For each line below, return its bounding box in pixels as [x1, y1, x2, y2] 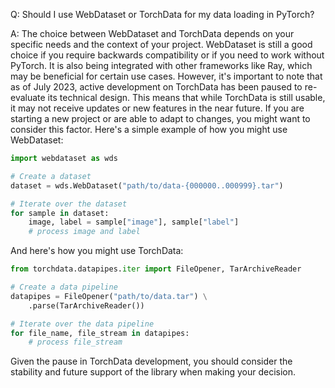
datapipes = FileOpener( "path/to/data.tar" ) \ [10, 291, 208, 301]
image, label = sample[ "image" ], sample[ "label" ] [28, 217, 240, 228]
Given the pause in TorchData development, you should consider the [10, 355, 293, 368]
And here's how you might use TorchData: [10, 245, 184, 257]
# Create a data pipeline [10, 282, 118, 292]
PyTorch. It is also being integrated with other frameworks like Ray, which [10, 60, 313, 71]
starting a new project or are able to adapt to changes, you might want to [10, 113, 311, 124]
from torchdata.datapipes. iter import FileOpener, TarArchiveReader [10, 264, 302, 274]
